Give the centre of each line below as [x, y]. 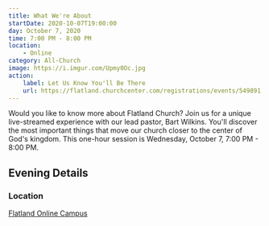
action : [21, 76]
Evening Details [48, 173]
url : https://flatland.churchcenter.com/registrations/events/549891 [142, 90]
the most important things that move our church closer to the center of [126, 130]
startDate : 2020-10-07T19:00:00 [62, 23]
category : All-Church [45, 61]
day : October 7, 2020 [45, 31]
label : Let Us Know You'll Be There [85, 83]
